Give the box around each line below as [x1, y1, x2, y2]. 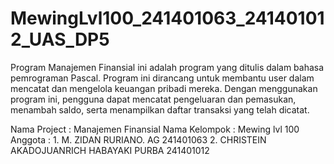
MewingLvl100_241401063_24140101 [10, 7, 325, 30]
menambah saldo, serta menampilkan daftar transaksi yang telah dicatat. [10, 103, 310, 116]
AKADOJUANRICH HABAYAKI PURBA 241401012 [10, 144, 210, 156]
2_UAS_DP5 [10, 28, 110, 51]
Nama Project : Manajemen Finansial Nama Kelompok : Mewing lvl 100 [10, 123, 300, 135]
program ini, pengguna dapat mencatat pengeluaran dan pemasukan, [10, 93, 297, 105]
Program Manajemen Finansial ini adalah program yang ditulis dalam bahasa [10, 61, 325, 73]
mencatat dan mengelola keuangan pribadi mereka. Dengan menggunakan [10, 82, 318, 94]
